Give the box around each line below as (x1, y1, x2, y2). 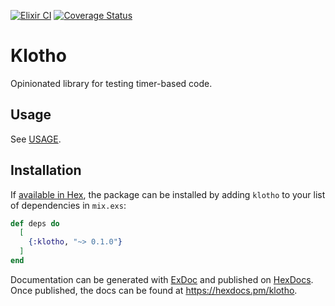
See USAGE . (10, 133, 62, 145)
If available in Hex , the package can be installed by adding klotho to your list (10, 188, 326, 200)
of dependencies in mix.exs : (10, 199, 127, 211)
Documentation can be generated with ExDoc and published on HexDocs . (10, 273, 314, 285)
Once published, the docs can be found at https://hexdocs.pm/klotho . (10, 284, 298, 296)
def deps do (10, 218, 60, 229)
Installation (10, 162, 82, 179)
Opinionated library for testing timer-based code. (10, 77, 213, 89)
